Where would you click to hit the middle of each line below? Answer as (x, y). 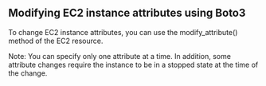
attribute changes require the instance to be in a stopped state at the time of (133, 64)
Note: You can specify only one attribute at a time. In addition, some (119, 56)
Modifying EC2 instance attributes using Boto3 (127, 13)
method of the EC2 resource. (56, 41)
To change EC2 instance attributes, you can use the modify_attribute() (123, 32)
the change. (28, 73)
